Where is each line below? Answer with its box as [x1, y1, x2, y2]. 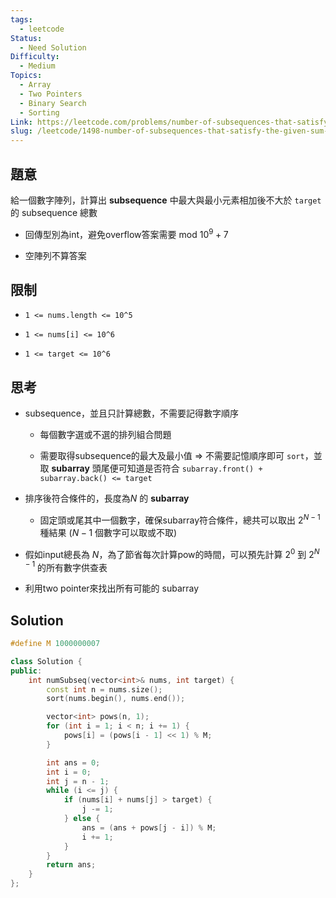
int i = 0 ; [46, 767, 92, 777]
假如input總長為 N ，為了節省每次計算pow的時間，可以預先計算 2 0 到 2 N [24, 546, 320, 560]
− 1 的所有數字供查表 [24, 559, 108, 573]
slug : [10, 126, 33, 136]
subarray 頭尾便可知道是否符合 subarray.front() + [51, 462, 263, 475]
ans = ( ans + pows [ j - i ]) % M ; [81, 822, 217, 833]
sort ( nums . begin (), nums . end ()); [46, 694, 186, 704]
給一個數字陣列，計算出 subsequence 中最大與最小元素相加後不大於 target [10, 194, 322, 206]
